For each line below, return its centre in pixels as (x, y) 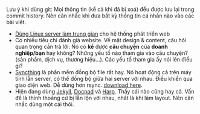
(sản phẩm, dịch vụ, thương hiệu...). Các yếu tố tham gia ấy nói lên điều (104, 59)
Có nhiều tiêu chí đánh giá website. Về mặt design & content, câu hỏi (100, 40)
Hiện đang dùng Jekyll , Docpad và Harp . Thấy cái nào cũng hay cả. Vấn (105, 91)
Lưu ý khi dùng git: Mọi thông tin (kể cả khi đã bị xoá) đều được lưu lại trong (100, 9)
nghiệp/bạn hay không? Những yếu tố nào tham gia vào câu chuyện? (102, 53)
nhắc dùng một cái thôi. (44, 104)
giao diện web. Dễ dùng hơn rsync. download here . (79, 85)
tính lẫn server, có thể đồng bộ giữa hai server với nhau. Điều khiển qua (104, 79)
